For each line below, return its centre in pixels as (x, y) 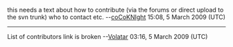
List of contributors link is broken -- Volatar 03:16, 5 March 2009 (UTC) (107, 36)
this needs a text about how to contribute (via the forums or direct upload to (115, 10)
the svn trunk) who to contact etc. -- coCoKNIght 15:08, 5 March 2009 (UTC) (116, 17)
